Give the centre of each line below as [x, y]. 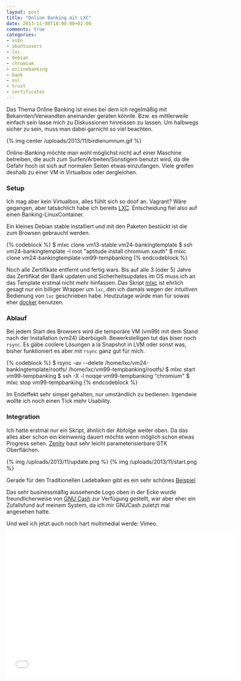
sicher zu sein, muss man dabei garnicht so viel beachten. [80, 129]
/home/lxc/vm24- [127, 363]
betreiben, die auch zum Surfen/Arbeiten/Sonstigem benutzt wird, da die [98, 159]
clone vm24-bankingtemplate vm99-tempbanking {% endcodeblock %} [97, 258]
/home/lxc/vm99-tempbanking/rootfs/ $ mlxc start [132, 369]
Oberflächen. [23, 450]
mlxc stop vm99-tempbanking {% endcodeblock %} [72, 383]
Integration [23, 417]
